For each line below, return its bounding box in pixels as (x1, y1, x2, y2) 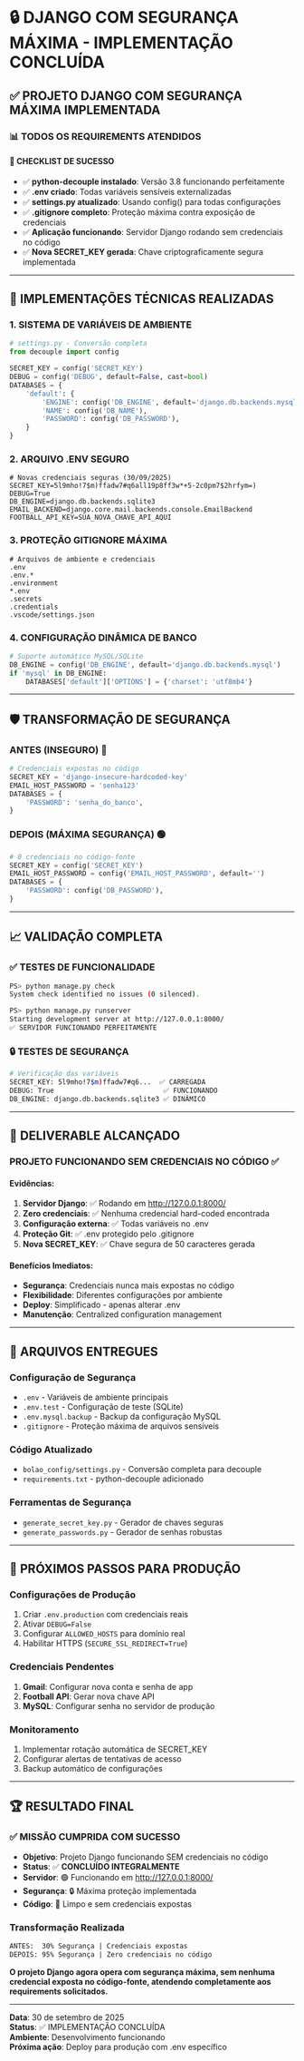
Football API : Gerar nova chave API (22, 1691, 156, 1702)
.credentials (9, 602, 59, 611)
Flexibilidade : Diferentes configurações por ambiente (22, 1290, 223, 1301)
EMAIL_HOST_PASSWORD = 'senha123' (9, 781, 140, 790)
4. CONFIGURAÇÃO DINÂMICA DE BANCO (9, 631, 197, 644)
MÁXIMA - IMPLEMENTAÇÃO (9, 33, 233, 54)
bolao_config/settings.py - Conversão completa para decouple (22, 1464, 262, 1475)
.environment (9, 578, 59, 588)
